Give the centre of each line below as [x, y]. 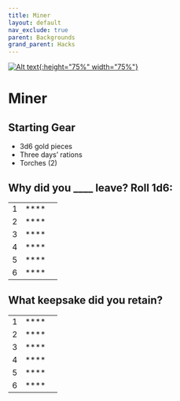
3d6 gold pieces [46, 147]
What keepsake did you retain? [86, 300]
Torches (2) [38, 163]
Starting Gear [42, 128]
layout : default [35, 23]
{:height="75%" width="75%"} [89, 67]
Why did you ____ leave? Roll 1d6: [90, 188]
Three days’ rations [51, 155]
